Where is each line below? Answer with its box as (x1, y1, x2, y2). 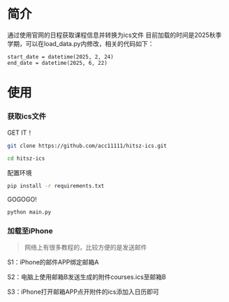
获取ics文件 (7, 112, 47, 121)
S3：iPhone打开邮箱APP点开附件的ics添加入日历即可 (7, 287, 159, 296)
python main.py (7, 209, 52, 216)
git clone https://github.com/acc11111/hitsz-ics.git (7, 142, 168, 150)
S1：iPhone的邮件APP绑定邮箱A (7, 258, 99, 266)
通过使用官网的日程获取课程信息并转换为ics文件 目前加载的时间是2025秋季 (7, 31, 222, 39)
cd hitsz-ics (7, 155, 45, 163)
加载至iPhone (7, 226, 54, 236)
